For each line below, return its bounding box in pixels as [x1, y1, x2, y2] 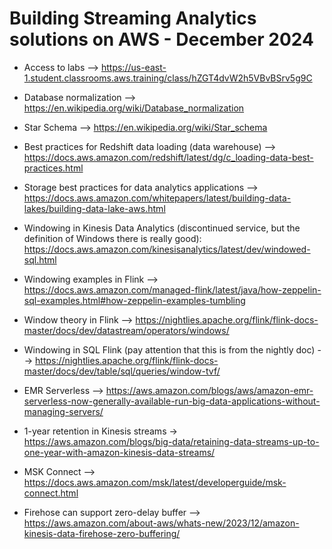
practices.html [23, 162, 84, 174]
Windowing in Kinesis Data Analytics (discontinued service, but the [23, 222, 301, 234]
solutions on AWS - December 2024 [9, 28, 314, 51]
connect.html [23, 487, 79, 499]
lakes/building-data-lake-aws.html [23, 202, 166, 214]
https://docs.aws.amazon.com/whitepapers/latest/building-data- [23, 192, 292, 204]
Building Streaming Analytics [9, 7, 257, 30]
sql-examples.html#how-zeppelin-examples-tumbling [23, 294, 246, 306]
